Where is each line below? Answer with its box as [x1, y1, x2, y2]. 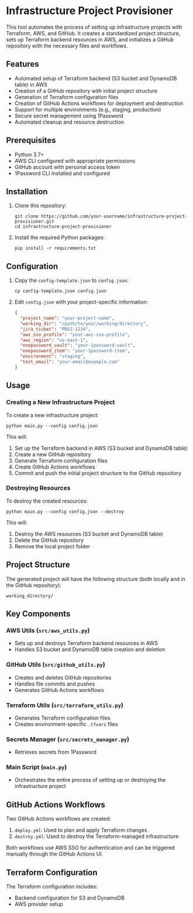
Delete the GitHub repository [14, 537, 84, 544]
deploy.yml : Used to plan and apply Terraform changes [14, 827, 147, 834]
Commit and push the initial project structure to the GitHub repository [14, 469, 182, 476]
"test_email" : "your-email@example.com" [20, 359, 120, 365]
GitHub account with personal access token [14, 163, 120, 171]
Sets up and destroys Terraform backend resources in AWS [14, 640, 158, 647]
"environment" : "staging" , [20, 354, 86, 359]
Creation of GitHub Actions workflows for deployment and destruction [14, 100, 184, 107]
